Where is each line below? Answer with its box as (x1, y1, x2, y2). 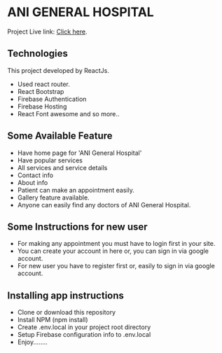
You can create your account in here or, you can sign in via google (17, 247, 209, 256)
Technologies (7, 48, 69, 60)
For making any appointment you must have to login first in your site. (17, 240, 216, 248)
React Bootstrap (17, 87, 64, 95)
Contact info (17, 171, 54, 179)
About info (17, 178, 48, 186)
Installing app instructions (7, 289, 125, 301)
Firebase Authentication (17, 95, 87, 103)
